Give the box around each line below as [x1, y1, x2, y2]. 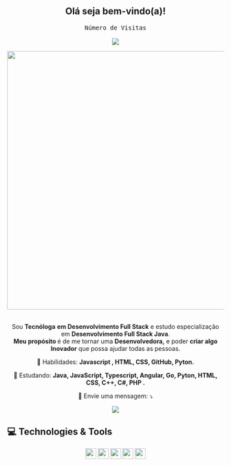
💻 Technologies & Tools [7, 426, 113, 438]
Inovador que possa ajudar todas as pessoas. [50, 344, 181, 352]
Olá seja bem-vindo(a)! [65, 6, 166, 17]
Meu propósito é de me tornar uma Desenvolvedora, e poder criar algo [13, 337, 218, 345]
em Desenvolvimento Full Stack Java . [60, 330, 170, 338]
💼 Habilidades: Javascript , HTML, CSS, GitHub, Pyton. [36, 358, 195, 366]
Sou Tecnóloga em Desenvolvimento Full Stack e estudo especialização [11, 322, 219, 330]
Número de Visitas [85, 23, 146, 32]
